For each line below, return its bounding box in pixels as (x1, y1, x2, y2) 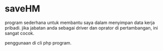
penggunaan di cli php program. (5, 39, 72, 45)
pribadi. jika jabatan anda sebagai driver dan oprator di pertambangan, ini (5, 24, 158, 30)
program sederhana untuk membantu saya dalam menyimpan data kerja (5, 19, 155, 25)
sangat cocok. (5, 30, 34, 36)
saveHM (5, 3, 40, 14)
